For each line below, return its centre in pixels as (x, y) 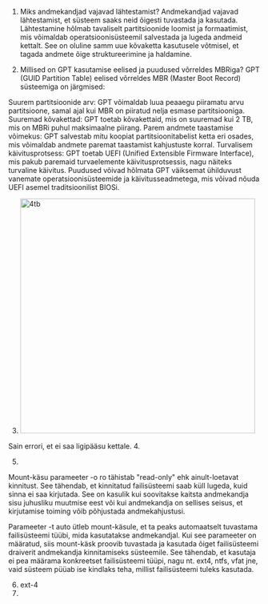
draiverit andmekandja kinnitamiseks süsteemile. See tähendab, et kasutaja (132, 552)
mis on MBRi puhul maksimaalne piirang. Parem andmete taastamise (121, 128)
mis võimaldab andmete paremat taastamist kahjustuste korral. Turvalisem (131, 145)
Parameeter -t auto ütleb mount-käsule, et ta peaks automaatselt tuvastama (133, 527)
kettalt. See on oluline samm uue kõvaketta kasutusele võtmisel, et (129, 46)
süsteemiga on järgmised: (62, 87)
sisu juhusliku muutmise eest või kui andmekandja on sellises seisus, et (126, 503)
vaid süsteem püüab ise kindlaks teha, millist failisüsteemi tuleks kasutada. (131, 569)
